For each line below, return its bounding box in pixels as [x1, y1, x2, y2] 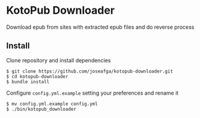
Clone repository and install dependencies [6, 56, 111, 63]
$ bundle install [6, 78, 50, 84]
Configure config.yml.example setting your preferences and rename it [6, 89, 179, 96]
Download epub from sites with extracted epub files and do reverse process [6, 23, 195, 31]
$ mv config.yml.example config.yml [6, 101, 98, 107]
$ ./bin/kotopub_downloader [6, 106, 77, 112]
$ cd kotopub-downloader [6, 73, 68, 80]
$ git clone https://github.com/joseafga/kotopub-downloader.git [6, 68, 173, 74]
